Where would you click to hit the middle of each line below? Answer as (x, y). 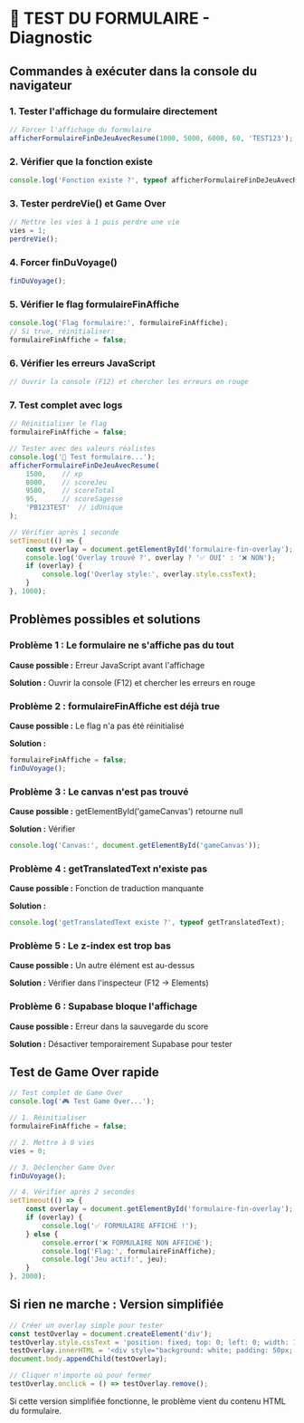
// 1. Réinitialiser (48, 1118)
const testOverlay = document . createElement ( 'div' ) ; (111, 1334)
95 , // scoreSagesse (75, 499)
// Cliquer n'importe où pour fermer (81, 1376)
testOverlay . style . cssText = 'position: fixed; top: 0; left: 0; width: (149, 1342)
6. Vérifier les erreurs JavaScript (82, 363)
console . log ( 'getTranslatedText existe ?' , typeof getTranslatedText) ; (147, 923)
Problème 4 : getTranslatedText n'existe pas (109, 869)
